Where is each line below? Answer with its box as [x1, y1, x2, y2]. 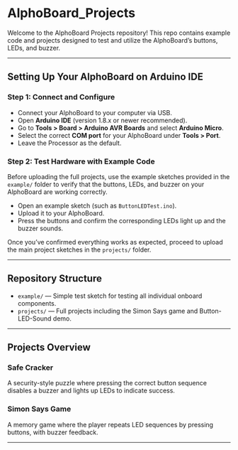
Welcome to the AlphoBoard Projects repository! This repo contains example [7, 28, 231, 37]
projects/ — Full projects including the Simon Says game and [17, 306, 198, 315]
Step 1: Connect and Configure [7, 92, 115, 102]
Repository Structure [7, 272, 103, 285]
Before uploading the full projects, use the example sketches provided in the [7, 172, 230, 181]
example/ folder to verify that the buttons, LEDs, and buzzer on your [7, 180, 205, 188]
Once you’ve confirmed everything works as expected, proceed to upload [7, 237, 223, 246]
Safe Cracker [7, 363, 54, 373]
